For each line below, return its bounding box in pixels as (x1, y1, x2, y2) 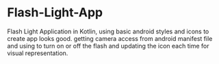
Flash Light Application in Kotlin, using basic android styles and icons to (7, 27, 209, 35)
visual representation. (7, 49, 68, 57)
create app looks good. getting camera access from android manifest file (7, 34, 213, 42)
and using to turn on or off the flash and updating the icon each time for (7, 42, 209, 50)
